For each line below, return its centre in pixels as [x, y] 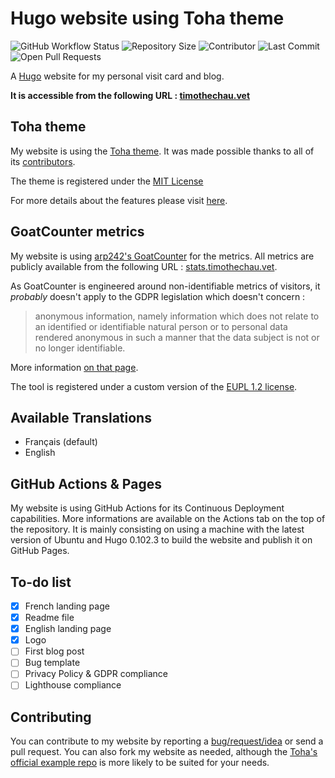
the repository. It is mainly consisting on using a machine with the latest [157, 529]
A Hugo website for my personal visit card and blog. [117, 76]
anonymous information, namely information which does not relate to [177, 316]
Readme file [49, 618]
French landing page [67, 606]
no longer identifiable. [80, 348]
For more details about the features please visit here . [119, 200]
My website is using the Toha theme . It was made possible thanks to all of [162, 151]
